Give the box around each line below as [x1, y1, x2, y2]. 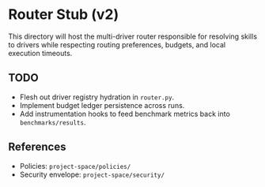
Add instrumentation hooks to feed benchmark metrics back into [19, 109, 231, 118]
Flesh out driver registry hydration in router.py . [19, 92, 175, 102]
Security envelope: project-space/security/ [19, 170, 165, 179]
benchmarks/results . [19, 117, 86, 127]
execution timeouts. [8, 48, 73, 58]
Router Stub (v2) [8, 6, 119, 24]
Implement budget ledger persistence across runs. [19, 100, 185, 110]
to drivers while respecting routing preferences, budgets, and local [8, 39, 226, 49]
